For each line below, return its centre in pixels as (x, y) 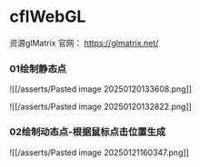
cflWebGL (48, 17)
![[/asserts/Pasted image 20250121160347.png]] (99, 152)
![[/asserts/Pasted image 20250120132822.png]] (101, 107)
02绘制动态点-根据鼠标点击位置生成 (88, 132)
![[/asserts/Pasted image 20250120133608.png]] (101, 89)
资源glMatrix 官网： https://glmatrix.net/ (84, 43)
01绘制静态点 (38, 68)
